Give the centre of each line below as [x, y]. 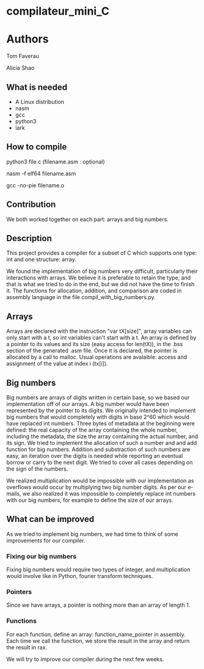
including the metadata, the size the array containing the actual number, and [102, 436]
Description [29, 238]
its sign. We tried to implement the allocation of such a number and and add [102, 443]
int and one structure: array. [41, 259]
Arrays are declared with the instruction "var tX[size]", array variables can [99, 331]
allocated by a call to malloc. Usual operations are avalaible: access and [97, 357]
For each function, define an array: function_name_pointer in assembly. [96, 634]
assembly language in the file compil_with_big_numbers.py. [81, 297]
